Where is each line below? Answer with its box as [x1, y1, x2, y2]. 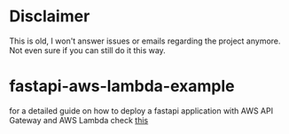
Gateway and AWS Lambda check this [9, 114, 149, 125]
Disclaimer [9, 6, 90, 27]
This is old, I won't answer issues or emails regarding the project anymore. [9, 35, 281, 46]
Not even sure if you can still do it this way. [9, 44, 166, 55]
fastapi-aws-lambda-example [9, 76, 235, 97]
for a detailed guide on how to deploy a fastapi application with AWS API [9, 105, 273, 116]
